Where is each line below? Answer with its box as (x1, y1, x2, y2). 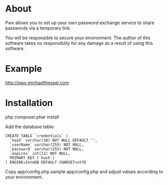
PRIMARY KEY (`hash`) (10, 155, 55, 160)
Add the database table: (5, 124, 55, 130)
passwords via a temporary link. (5, 25, 71, 31)
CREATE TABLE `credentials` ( (5, 133, 69, 138)
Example (5, 63, 42, 74)
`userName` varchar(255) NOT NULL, (10, 142, 84, 147)
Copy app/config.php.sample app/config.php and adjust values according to (5, 168, 163, 174)
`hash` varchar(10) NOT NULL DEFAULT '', (10, 138, 98, 143)
